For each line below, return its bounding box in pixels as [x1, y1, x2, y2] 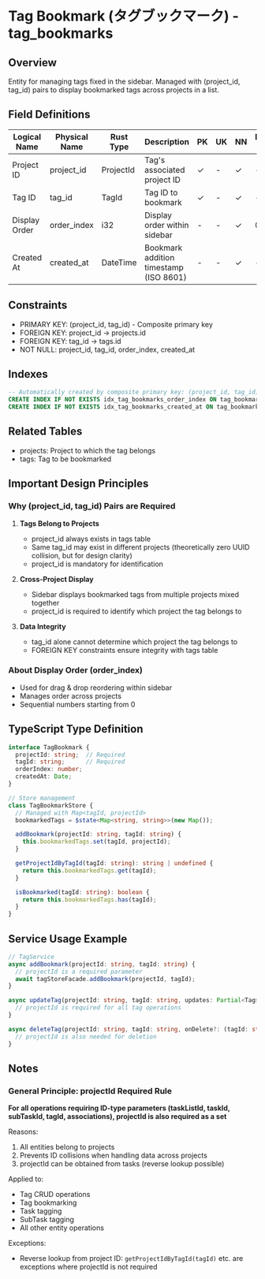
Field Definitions [8, 108, 91, 121]
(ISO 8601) [144, 271, 187, 282]
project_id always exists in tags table [31, 534, 151, 543]
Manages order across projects [19, 691, 122, 700]
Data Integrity [19, 621, 66, 631]
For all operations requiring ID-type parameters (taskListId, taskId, [8, 1103, 230, 1113]
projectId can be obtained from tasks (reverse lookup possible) [19, 1159, 225, 1169]
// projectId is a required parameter [15, 968, 144, 975]
